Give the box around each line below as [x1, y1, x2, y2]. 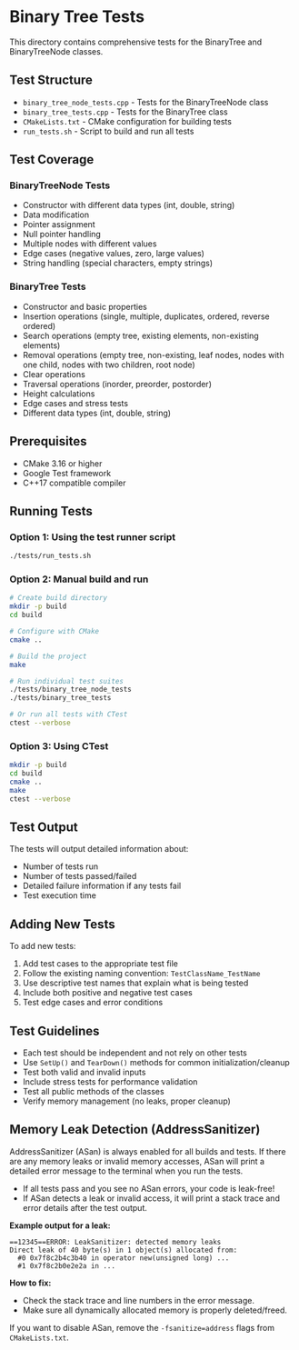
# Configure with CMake [9, 627, 100, 636]
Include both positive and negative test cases [22, 987, 193, 998]
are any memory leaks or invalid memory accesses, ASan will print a [9, 1155, 265, 1166]
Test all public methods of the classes [22, 1086, 165, 1097]
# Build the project [9, 652, 88, 661]
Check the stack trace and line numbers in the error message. [22, 1295, 255, 1305]
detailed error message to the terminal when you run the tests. [9, 1165, 244, 1176]
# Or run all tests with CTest [9, 710, 128, 719]
